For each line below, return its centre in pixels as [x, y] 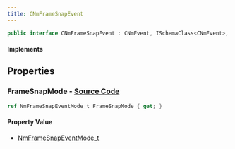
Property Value [30, 122]
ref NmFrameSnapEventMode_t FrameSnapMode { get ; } [85, 106]
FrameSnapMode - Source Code [64, 91]
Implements [25, 49]
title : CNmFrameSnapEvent [45, 14]
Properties [31, 71]
